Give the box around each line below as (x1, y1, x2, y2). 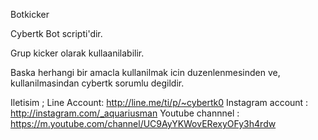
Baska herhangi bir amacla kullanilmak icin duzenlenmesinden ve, (10, 67, 281, 78)
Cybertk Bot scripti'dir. (10, 28, 103, 39)
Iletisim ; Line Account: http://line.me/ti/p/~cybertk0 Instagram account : (10, 97, 309, 108)
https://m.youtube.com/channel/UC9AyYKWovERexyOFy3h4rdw (10, 118, 277, 129)
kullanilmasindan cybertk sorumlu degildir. (10, 77, 185, 89)
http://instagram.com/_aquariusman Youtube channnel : (10, 107, 240, 119)
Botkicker (10, 9, 50, 20)
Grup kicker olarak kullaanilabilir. (10, 47, 145, 59)
